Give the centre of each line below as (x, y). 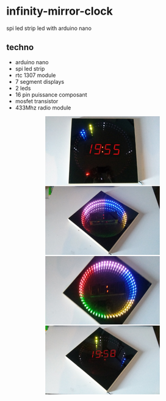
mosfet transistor (37, 101)
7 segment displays (40, 81)
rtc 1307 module (35, 75)
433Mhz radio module (43, 108)
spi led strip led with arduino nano (49, 28)
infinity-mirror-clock (60, 11)
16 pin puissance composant (51, 94)
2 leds (23, 88)
